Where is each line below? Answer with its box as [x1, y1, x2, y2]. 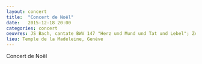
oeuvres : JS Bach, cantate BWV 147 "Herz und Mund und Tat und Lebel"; [6, 31, 189, 37]
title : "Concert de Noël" [6, 14, 74, 20]
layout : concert [6, 8, 47, 15]
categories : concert [6, 25, 58, 31]
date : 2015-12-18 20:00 [6, 20, 71, 25]
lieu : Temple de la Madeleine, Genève [6, 36, 103, 42]
